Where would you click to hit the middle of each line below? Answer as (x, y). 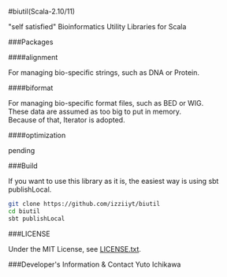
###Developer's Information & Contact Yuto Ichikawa (95, 264)
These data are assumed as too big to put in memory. (95, 111)
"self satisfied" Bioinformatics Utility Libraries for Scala (97, 26)
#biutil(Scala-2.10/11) (42, 11)
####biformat (31, 88)
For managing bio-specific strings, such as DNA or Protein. (104, 73)
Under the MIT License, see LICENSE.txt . (75, 249)
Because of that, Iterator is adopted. (67, 120)
